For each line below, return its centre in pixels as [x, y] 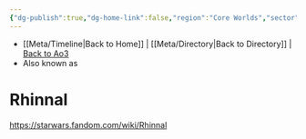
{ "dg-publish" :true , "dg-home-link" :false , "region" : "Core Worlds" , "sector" [154, 18]
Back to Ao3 [46, 53]
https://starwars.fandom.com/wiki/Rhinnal [88, 124]
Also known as [50, 63]
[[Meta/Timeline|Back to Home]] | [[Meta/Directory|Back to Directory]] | [157, 44]
